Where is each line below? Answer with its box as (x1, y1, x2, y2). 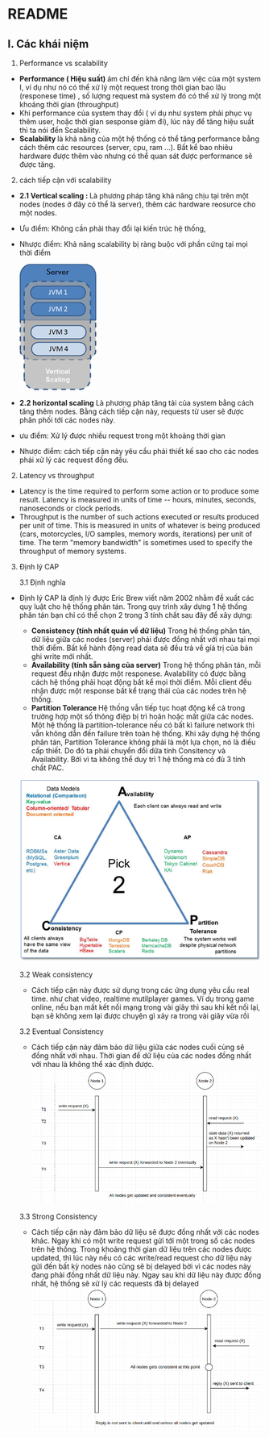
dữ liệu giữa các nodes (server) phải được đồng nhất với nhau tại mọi (31, 635, 260, 644)
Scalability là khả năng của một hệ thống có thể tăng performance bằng (19, 134, 259, 144)
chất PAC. (31, 763, 64, 773)
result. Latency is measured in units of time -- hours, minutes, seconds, (19, 495, 257, 504)
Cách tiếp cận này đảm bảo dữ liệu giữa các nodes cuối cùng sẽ (31, 1042, 245, 1052)
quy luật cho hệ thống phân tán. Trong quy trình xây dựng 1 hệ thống (19, 602, 247, 611)
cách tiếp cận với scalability (19, 175, 112, 185)
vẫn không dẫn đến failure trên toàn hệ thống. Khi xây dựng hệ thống (31, 729, 261, 738)
